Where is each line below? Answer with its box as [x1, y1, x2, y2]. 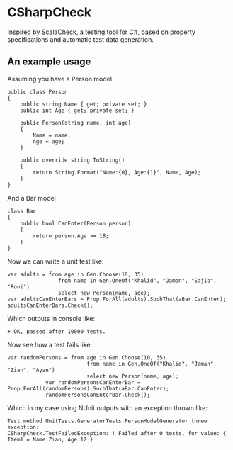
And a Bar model [7, 193, 57, 202]
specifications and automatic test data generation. [7, 35, 154, 43]
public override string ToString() [20, 157, 125, 164]
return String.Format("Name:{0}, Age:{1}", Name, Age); [33, 169, 201, 176]
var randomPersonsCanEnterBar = [45, 378, 141, 386]
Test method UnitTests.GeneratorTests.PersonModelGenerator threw [7, 417, 208, 424]
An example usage [7, 56, 91, 68]
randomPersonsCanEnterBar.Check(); [45, 391, 151, 398]
